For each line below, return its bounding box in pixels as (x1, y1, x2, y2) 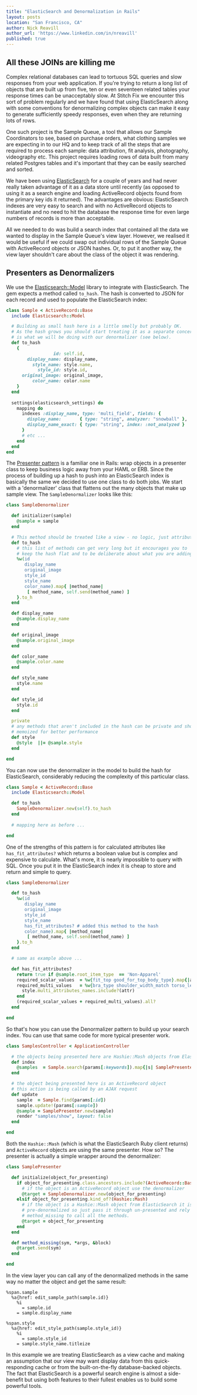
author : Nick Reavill (6, 25, 59, 31)
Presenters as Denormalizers (6, 268, 115, 278)
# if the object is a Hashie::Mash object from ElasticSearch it (21, 1202, 185, 1208)
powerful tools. (6, 1383, 43, 1389)
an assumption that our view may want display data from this (6, 1357, 154, 1364)
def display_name (11, 610, 54, 617)
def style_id (11, 697, 43, 702)
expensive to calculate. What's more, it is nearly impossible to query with (6, 856, 183, 863)
